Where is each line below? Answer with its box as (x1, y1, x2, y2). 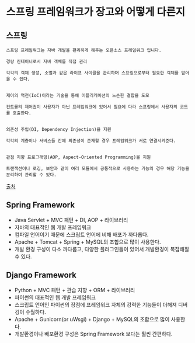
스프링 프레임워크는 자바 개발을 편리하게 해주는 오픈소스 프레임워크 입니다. (6, 47, 162, 53)
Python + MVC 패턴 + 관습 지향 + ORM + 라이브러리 (14, 286, 135, 293)
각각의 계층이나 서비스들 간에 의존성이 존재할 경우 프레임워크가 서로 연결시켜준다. (6, 138, 176, 144)
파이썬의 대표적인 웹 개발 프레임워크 (14, 293, 96, 301)
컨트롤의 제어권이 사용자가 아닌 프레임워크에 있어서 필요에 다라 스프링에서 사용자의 (6, 104, 178, 110)
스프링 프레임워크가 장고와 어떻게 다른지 (6, 5, 186, 19)
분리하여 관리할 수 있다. (6, 172, 57, 178)
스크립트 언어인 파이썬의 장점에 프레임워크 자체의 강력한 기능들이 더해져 (14, 301, 177, 308)
